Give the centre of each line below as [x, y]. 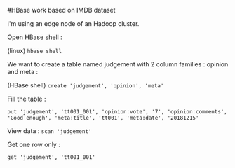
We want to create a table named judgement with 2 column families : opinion [118, 64]
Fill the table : [27, 99]
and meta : [23, 72]
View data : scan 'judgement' [49, 131]
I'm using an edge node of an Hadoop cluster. [73, 23]
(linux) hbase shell [34, 51]
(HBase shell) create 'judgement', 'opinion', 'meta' [86, 85]
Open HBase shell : [35, 37]
